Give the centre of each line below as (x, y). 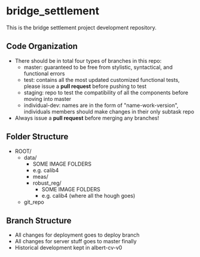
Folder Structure (37, 137)
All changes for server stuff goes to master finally (76, 241)
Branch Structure (39, 220)
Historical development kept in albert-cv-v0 (68, 248)
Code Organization (42, 46)
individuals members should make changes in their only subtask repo (109, 111)
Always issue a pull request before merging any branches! (87, 118)
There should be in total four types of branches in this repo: (88, 60)
